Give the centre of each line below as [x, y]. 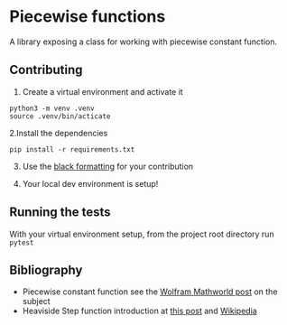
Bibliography [46, 269]
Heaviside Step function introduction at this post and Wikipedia [139, 311]
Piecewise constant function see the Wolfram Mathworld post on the [150, 292]
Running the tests [60, 213]
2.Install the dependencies [59, 133]
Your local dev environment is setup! [90, 183]
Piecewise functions [88, 17]
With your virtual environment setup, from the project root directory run [142, 234]
